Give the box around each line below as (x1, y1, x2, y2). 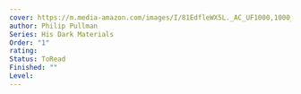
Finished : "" (9, 64, 58, 73)
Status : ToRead (9, 55, 66, 64)
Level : (9, 72, 34, 81)
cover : (9, 13, 34, 22)
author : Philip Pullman (9, 21, 99, 30)
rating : (9, 47, 39, 56)
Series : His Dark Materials (9, 30, 115, 38)
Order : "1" (9, 38, 50, 47)
